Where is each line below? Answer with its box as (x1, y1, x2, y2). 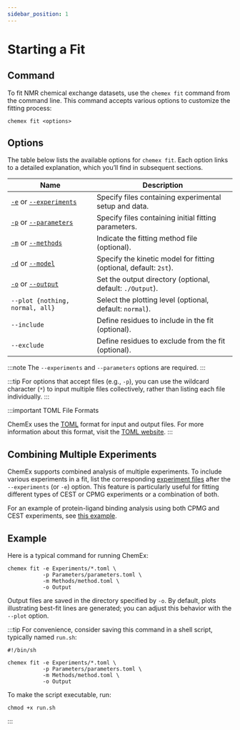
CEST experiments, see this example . (7, 511, 118, 520)
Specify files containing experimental (96, 192, 221, 202)
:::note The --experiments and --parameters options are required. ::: (7, 364, 206, 372)
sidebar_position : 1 (7, 10, 69, 18)
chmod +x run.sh (7, 704, 56, 711)
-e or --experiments (11, 197, 77, 207)
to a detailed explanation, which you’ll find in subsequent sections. (7, 164, 204, 172)
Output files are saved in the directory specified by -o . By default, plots (7, 596, 216, 605)
